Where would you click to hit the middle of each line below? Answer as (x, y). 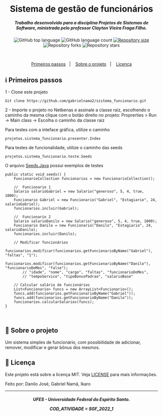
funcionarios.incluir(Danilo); (45, 234)
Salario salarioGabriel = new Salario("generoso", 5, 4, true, (79, 191)
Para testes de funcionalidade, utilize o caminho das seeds (64, 147)
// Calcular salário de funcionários (52, 285)
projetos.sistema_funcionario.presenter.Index (53, 139)
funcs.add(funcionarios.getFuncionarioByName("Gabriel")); (75, 293)
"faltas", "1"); (21, 255)
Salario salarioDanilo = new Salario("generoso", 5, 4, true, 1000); (86, 221)
